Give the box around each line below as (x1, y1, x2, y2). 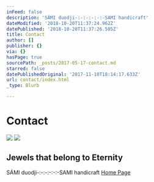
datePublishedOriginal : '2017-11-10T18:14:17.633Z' (6, 71, 141, 77)
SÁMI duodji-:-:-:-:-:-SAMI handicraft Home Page (6, 169, 131, 176)
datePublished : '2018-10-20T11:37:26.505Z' (6, 26, 119, 32)
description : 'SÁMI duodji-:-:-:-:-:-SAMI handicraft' (6, 15, 149, 21)
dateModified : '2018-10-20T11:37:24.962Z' (6, 20, 116, 26)
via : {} (6, 49, 26, 55)
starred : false (6, 65, 45, 72)
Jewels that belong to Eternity (6, 153, 123, 163)
